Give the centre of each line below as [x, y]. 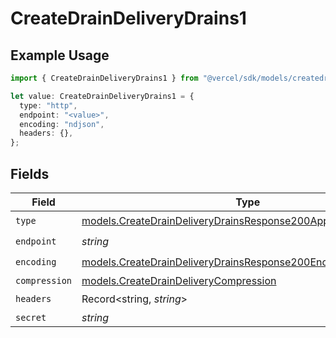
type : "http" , [48, 105]
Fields [30, 173]
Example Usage [60, 55]
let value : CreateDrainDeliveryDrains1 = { [102, 96]
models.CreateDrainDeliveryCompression [179, 280]
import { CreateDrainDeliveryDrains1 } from [104, 78]
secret [31, 317]
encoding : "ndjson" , [62, 124]
